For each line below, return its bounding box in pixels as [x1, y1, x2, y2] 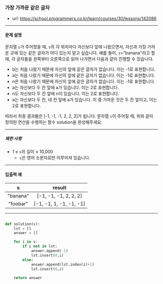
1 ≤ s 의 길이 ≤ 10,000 [12, 149, 53, 155]
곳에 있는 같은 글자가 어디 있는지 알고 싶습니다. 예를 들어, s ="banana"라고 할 [10, 50, 155, 55]
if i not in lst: [22, 244, 57, 249]
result [52, 184, 67, 191]
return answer [14, 276, 42, 281]
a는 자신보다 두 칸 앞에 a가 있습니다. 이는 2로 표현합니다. [12, 84, 119, 90]
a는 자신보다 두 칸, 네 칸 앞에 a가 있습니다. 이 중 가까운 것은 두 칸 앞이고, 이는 [12, 96, 158, 103]
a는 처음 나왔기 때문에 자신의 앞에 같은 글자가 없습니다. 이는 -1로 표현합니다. [12, 72, 155, 78]
